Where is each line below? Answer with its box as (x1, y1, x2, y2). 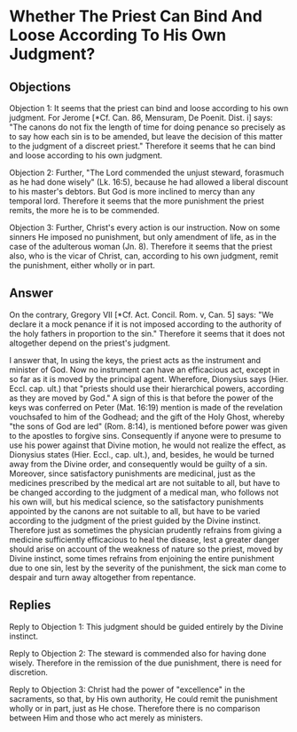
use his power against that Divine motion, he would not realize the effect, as (9, 440, 286, 450)
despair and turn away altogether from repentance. (9, 571, 197, 583)
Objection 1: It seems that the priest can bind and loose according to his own (9, 103, 289, 113)
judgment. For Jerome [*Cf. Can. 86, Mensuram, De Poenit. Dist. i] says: (9, 113, 273, 123)
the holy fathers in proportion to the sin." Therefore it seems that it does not (9, 328, 285, 338)
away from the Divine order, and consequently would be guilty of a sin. (9, 458, 268, 469)
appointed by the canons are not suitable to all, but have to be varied (9, 505, 261, 516)
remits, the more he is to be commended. (9, 205, 160, 215)
